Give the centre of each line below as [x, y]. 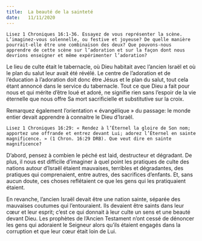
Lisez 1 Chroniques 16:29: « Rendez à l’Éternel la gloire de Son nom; [98, 128]
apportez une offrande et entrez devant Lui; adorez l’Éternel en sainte [101, 133]
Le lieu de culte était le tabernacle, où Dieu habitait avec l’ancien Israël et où [101, 67]
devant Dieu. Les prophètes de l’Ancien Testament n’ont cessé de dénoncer [100, 218]
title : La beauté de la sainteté [50, 12]
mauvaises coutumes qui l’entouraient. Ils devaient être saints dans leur [95, 205]
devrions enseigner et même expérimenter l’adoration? [77, 55]
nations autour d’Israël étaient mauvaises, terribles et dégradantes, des [95, 168]
